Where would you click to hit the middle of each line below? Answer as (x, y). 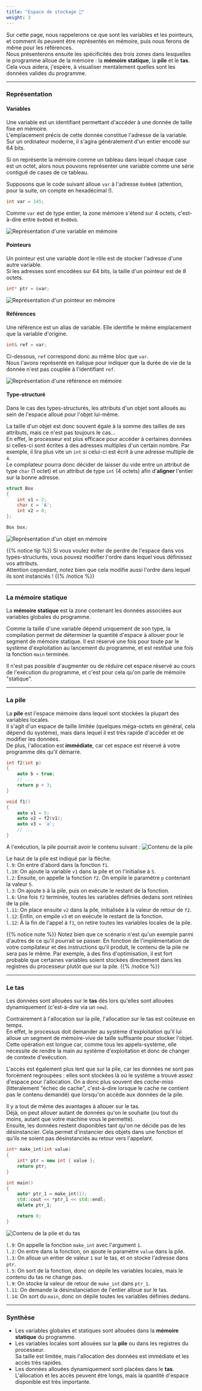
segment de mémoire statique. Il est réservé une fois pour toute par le (93, 642)
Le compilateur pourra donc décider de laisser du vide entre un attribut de (98, 464)
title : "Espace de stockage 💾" (45, 12)
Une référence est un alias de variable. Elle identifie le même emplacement (99, 327)
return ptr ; (32, 1166)
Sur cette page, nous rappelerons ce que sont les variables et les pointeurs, (100, 34)
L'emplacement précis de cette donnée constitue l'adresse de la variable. (97, 135)
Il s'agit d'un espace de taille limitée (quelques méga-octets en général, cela (101, 726)
